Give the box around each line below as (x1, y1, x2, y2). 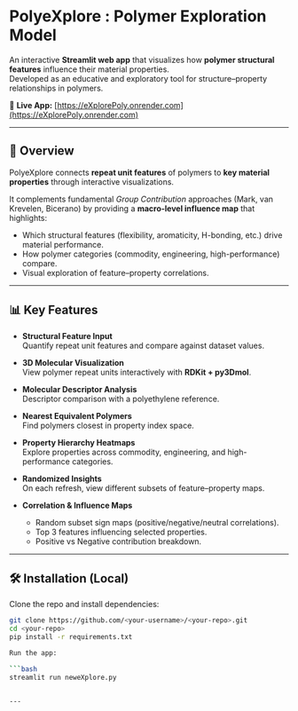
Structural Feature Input (21, 330, 113, 341)
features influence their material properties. (9, 64, 170, 75)
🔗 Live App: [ (9, 99, 58, 110)
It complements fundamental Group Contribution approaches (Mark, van (9, 194, 273, 204)
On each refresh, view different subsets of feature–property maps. (21, 482, 265, 494)
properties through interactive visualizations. (9, 176, 175, 187)
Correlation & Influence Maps (21, 500, 133, 510)
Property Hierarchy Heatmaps (21, 437, 136, 447)
